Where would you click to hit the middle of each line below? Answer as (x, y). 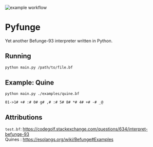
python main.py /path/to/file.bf (39, 67)
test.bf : (13, 129)
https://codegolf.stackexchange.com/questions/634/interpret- (85, 129)
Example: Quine (30, 83)
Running (18, 56)
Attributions (24, 117)
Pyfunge (23, 27)
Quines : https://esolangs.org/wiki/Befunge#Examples (59, 140)
